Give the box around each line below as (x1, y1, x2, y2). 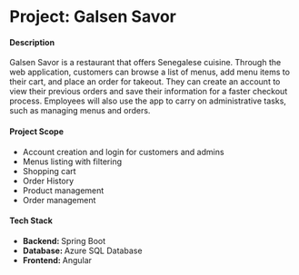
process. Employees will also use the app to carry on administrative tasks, (9, 95, 286, 106)
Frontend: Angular (22, 254, 93, 265)
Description (9, 36, 55, 47)
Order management (22, 194, 96, 205)
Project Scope (9, 125, 64, 137)
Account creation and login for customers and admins (22, 146, 224, 157)
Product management (22, 184, 105, 196)
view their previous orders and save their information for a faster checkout (9, 86, 288, 97)
